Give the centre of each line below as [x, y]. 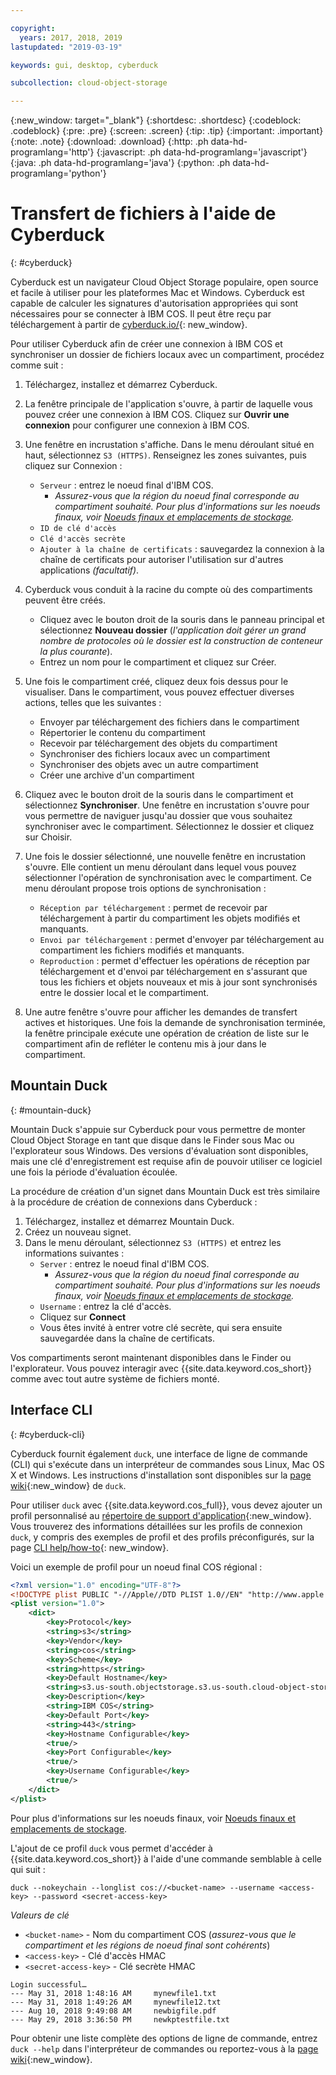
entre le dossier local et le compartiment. [124, 993]
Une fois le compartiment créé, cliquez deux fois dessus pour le [156, 682]
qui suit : [28, 1869]
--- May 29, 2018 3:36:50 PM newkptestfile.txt [120, 2019]
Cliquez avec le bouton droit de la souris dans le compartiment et [159, 795]
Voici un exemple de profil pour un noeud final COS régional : [136, 1567]
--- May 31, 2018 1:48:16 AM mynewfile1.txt [113, 1993]
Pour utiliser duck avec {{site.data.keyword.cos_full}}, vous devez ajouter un [166, 1505]
